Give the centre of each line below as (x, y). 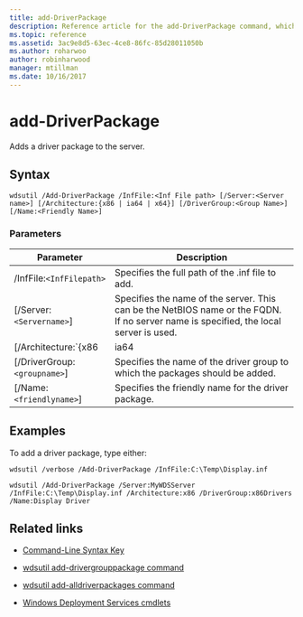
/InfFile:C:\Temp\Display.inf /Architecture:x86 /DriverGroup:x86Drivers (151, 493)
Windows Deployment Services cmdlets (96, 603)
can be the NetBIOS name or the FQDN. (198, 310)
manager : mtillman (44, 69)
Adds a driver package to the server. (78, 146)
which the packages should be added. (195, 373)
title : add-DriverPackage (58, 18)
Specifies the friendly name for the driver (201, 388)
